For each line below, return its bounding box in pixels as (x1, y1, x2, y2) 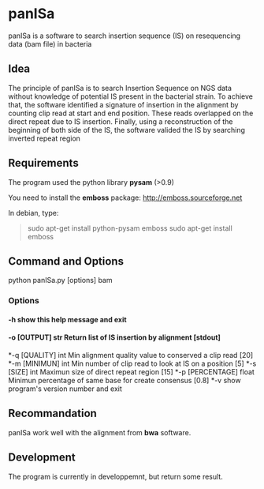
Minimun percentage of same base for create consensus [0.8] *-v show (8, 376, 242, 386)
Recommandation (8, 407, 97, 420)
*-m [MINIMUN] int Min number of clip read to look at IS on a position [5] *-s (8, 359, 257, 368)
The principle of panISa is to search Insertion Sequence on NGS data (8, 83, 232, 92)
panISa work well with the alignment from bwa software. (8, 427, 191, 437)
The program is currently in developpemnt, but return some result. (8, 472, 223, 481)
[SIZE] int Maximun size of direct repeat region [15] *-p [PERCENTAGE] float (8, 367, 255, 377)
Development (8, 451, 76, 465)
